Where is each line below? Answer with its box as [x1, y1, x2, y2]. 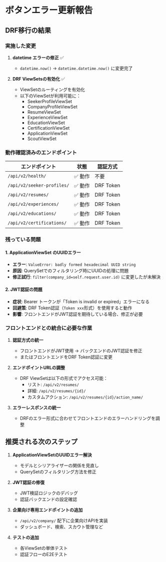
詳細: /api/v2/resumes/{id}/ [27, 387, 86, 393]
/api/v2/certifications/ [7, 220, 67, 226]
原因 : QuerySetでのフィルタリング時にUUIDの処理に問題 [12, 268, 129, 274]
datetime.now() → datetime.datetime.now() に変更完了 [19, 65, 133, 71]
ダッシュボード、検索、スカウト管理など [19, 523, 103, 529]
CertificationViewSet [27, 125, 70, 131]
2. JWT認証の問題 [5, 286, 42, 292]
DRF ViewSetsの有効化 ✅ [12, 76, 65, 82]
